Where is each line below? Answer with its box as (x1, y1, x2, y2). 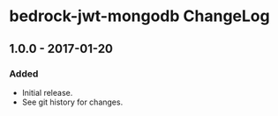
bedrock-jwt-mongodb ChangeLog (9, 6, 271, 26)
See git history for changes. (21, 97, 124, 107)
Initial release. (21, 87, 73, 98)
